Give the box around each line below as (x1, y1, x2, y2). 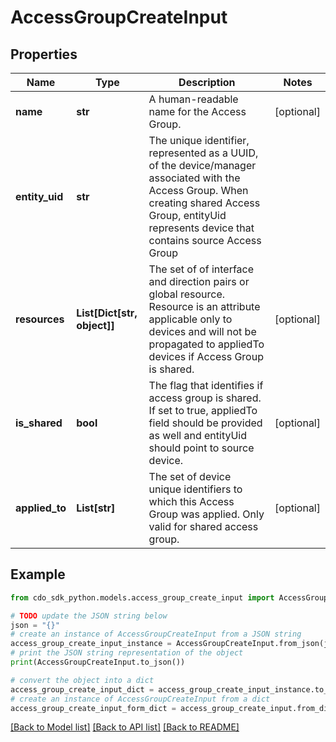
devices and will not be (148, 325, 257, 338)
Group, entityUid (148, 209, 227, 222)
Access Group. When (148, 184, 249, 197)
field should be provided (148, 416, 263, 430)
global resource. (148, 287, 226, 301)
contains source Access (148, 234, 262, 247)
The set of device (148, 470, 232, 483)
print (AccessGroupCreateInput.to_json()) (10, 657, 186, 668)
